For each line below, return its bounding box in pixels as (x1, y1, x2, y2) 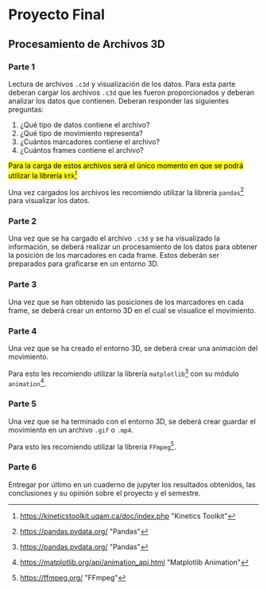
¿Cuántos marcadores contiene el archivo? (19, 137, 161, 147)
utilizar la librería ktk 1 (8, 169, 78, 180)
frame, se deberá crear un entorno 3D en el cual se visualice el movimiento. (8, 305, 257, 315)
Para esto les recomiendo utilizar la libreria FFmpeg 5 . (8, 440, 176, 451)
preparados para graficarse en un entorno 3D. (8, 259, 159, 268)
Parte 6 (8, 462, 37, 473)
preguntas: (8, 104, 44, 114)
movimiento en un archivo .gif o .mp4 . (8, 424, 133, 435)
